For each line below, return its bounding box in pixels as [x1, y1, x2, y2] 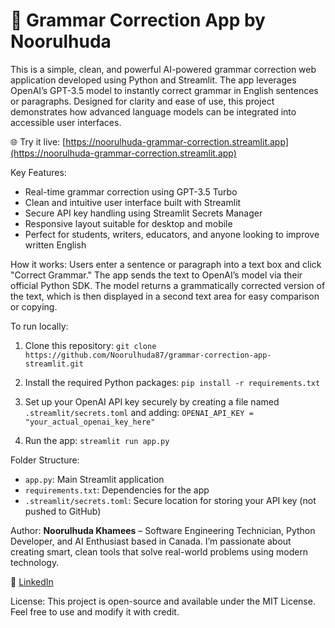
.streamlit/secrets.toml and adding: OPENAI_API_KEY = [24, 406, 254, 418]
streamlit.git [24, 359, 84, 369]
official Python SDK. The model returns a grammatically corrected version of [10, 279, 326, 291]
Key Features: [10, 166, 67, 178]
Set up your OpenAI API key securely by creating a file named [24, 395, 280, 408]
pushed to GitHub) [24, 505, 102, 517]
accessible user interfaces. [10, 116, 122, 128]
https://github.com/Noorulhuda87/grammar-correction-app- [24, 350, 272, 360]
